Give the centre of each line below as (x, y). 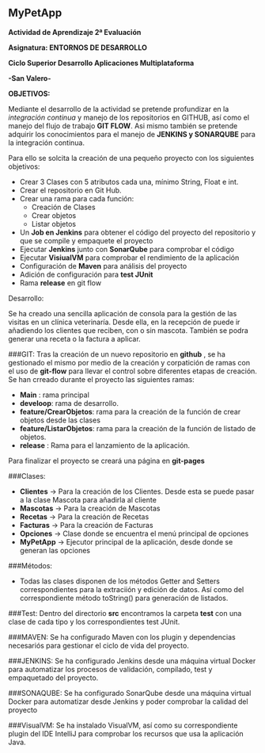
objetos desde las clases (60, 420)
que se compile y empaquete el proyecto (86, 240)
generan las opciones (55, 550)
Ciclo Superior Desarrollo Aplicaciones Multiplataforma (101, 63)
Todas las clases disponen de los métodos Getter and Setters (119, 581)
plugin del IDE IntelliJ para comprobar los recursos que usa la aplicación (126, 733)
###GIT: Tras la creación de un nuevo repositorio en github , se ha (117, 354)
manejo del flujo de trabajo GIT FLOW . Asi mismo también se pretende (123, 125)
